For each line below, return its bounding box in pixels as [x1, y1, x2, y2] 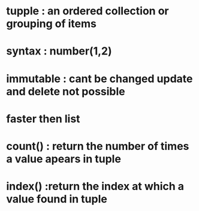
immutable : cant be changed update [6, 72, 193, 85]
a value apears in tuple [6, 152, 122, 165]
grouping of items [6, 17, 97, 31]
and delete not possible [6, 85, 126, 98]
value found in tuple [6, 192, 108, 206]
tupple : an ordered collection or [6, 4, 169, 18]
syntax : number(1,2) [6, 44, 112, 58]
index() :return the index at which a [6, 180, 185, 193]
